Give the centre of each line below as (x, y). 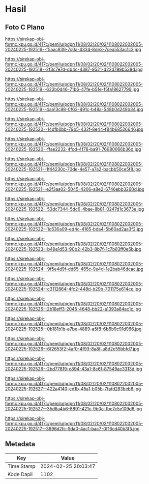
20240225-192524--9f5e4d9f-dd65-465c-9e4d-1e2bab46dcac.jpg (74, 269)
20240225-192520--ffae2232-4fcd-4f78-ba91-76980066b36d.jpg (73, 149)
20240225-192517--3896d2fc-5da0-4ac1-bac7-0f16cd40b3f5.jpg (73, 429)
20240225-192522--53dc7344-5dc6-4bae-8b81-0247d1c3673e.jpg (74, 209)
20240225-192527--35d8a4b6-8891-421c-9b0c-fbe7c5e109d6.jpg (74, 409)
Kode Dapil (20, 474)
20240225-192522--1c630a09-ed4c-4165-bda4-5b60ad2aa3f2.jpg (74, 229)
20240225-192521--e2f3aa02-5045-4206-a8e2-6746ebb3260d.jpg (75, 189)
